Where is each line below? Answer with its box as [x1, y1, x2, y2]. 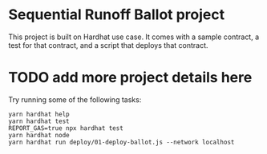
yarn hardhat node [8, 131, 70, 139]
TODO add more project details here [8, 69, 253, 87]
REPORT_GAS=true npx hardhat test [8, 124, 124, 132]
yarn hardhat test [8, 117, 70, 125]
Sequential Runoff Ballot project [8, 6, 225, 24]
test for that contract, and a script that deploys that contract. [8, 40, 208, 49]
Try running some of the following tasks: [8, 94, 142, 105]
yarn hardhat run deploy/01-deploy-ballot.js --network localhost [8, 138, 235, 146]
